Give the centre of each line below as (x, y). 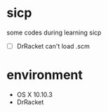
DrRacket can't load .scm (53, 46)
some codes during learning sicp (54, 32)
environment (45, 75)
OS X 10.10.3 (35, 94)
